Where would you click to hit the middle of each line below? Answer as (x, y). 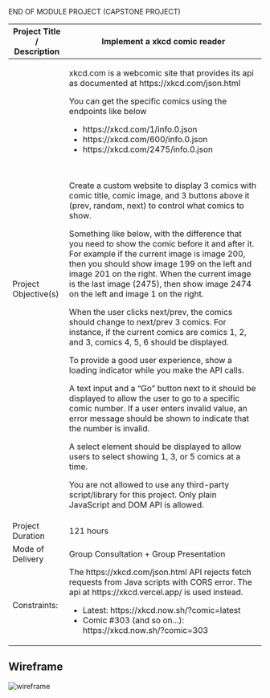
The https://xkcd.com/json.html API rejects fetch (160, 572)
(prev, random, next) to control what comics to (157, 206)
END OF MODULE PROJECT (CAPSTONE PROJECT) (94, 12)
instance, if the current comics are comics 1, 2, (157, 332)
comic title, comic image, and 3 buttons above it (159, 196)
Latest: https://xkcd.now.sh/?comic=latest (162, 610)
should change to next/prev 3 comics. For (147, 322)
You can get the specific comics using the (148, 101)
